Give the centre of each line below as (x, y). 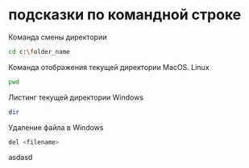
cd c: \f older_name (39, 51)
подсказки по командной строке (125, 15)
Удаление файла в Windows (56, 127)
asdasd (21, 158)
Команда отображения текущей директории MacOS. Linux (109, 67)
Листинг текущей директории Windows (76, 97)
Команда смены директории (58, 37)
